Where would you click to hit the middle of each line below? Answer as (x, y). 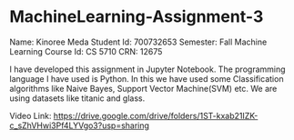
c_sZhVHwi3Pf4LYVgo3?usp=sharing (80, 125)
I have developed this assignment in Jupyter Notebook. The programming (147, 69)
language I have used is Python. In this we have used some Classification (147, 78)
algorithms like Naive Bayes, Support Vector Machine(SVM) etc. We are (143, 88)
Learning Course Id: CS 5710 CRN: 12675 (86, 51)
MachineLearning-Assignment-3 (137, 17)
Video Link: (30, 115)
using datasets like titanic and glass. (77, 98)
